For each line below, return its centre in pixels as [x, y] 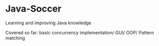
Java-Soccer [33, 9]
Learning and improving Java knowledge [48, 23]
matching [15, 38]
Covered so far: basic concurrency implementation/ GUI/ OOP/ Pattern [80, 32]
